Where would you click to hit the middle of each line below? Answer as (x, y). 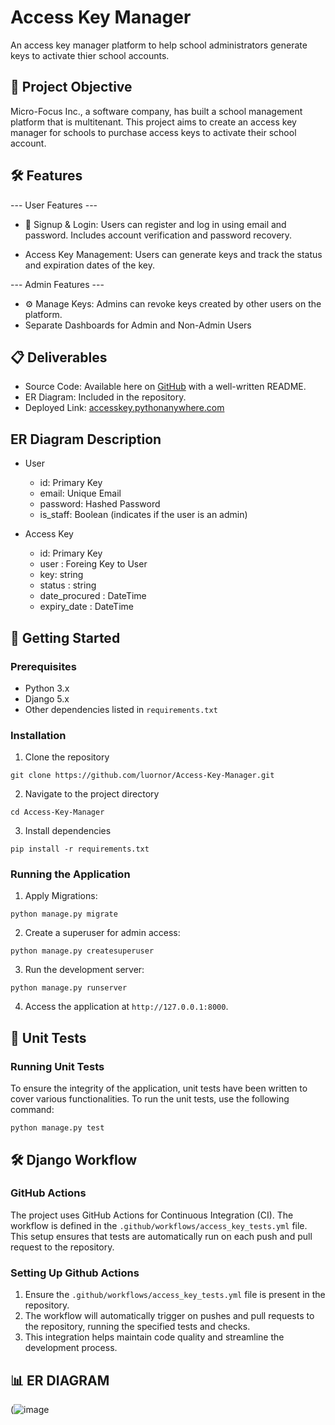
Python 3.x (47, 688)
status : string (68, 585)
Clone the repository (67, 757)
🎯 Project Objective (71, 87)
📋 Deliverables (59, 357)
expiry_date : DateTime (86, 607)
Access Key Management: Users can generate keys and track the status (173, 254)
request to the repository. (62, 1247)
